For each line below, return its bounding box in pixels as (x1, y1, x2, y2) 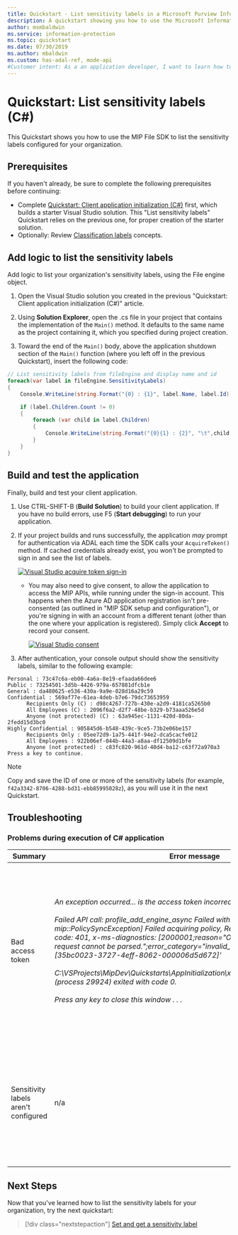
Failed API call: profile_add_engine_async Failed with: (54, 915, 232, 924)
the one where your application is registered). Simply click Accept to (28, 619, 229, 627)
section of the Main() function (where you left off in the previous (17, 350, 205, 358)
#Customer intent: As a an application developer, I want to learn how (7, 63, 223, 70)
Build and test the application (7, 470, 140, 482)
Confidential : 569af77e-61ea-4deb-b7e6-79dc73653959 (7, 694, 170, 701)
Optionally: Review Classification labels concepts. (17, 231, 163, 239)
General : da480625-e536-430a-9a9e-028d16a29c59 (7, 687, 154, 695)
